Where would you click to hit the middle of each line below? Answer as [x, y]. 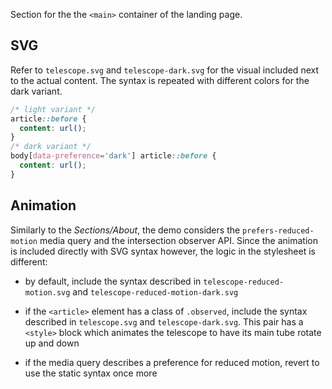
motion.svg [47, 292]
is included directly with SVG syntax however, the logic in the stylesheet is [163, 251]
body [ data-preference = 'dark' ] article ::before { [113, 156]
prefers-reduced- [278, 230]
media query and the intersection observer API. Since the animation [178, 240]
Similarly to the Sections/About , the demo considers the [125, 230]
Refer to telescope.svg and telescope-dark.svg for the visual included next [164, 70]
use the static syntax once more [91, 373]
